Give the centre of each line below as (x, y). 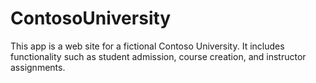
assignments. (38, 67)
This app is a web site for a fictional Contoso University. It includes (147, 46)
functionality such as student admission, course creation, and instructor (158, 56)
